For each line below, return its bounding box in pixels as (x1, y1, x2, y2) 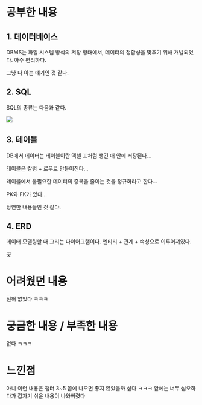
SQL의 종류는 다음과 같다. (6, 104, 67, 111)
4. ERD (6, 222, 32, 232)
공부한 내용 (6, 5, 58, 19)
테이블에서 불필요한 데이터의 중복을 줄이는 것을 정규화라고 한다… (6, 177, 158, 185)
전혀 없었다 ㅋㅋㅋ (6, 295, 48, 303)
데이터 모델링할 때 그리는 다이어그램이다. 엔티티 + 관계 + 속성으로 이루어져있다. (6, 238, 192, 245)
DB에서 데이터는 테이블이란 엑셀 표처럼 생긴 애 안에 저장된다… (6, 152, 152, 159)
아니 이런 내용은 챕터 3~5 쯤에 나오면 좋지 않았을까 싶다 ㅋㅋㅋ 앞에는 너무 (6, 385, 180, 392)
